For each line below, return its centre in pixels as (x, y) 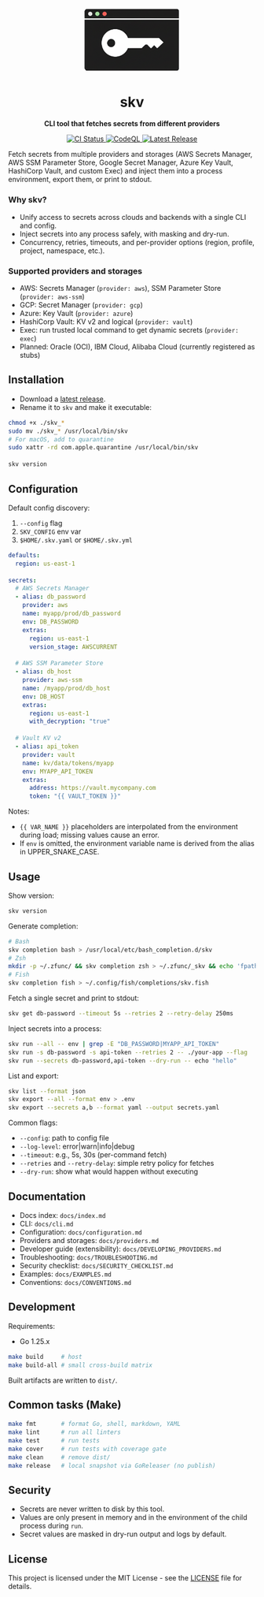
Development (42, 1307)
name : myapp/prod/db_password (72, 614)
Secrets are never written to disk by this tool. (92, 1509)
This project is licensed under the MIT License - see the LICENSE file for (125, 1578)
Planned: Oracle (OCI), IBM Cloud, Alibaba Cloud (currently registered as (137, 347)
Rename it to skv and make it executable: (85, 407)
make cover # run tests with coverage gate (88, 1449)
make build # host (45, 1357)
